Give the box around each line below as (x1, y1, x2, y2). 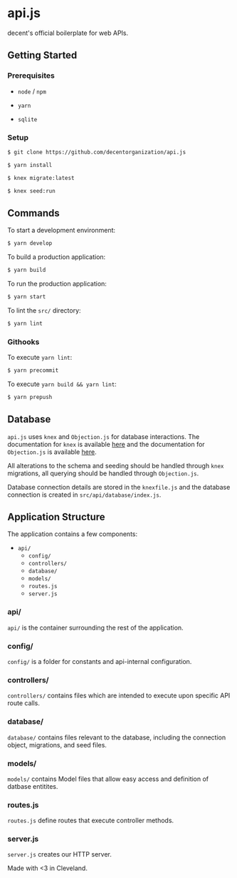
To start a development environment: (7, 226, 116, 235)
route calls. (7, 699, 41, 707)
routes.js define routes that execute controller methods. (7, 816, 174, 825)
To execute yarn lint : (7, 353, 73, 362)
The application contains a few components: (7, 530, 138, 538)
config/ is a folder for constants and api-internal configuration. (7, 657, 192, 665)
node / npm (17, 87, 46, 96)
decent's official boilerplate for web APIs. (7, 29, 129, 37)
